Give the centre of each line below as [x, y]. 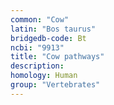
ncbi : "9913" [37, 47]
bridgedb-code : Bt [48, 38]
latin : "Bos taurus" [53, 29]
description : [37, 66]
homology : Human [44, 76]
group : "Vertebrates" [55, 85]
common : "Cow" [40, 19]
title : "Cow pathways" [57, 57]
